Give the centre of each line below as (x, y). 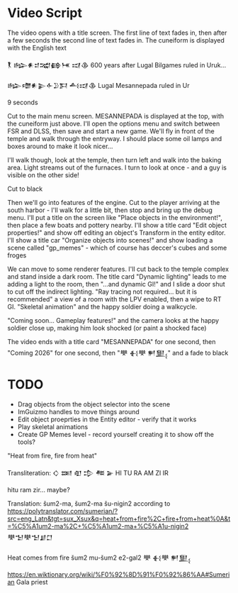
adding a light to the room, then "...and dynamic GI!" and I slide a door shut (116, 284)
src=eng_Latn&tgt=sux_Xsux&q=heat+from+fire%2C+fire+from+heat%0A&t (119, 519)
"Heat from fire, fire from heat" (52, 455)
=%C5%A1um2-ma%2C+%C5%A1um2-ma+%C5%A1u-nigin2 (98, 526)
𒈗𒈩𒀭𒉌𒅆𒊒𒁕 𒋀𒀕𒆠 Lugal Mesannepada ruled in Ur (98, 85)
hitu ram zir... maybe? (39, 489)
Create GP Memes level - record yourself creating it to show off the (116, 434)
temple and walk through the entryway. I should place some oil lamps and (115, 138)
